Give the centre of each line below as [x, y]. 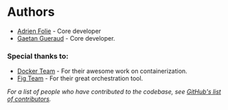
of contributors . [29, 99]
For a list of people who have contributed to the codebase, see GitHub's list [114, 92]
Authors [31, 12]
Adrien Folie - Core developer [59, 31]
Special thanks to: [38, 56]
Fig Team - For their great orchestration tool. [80, 78]
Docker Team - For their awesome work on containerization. [102, 71]
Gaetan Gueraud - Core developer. [66, 38]
